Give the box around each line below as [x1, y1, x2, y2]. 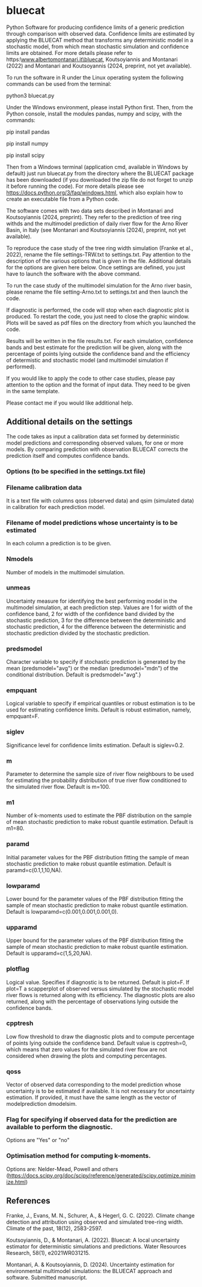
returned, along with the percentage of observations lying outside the [6, 998, 179, 1005]
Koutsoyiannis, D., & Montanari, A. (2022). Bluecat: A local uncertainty [6, 1236, 180, 1244]
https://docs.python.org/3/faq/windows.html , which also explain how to [6, 188, 183, 196]
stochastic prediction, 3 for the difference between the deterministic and [6, 617, 186, 624]
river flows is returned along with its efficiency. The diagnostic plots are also [6, 991, 195, 998]
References [6, 1196, 50, 1206]
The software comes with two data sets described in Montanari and [6, 207, 174, 214]
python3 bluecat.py [6, 92, 55, 99]
